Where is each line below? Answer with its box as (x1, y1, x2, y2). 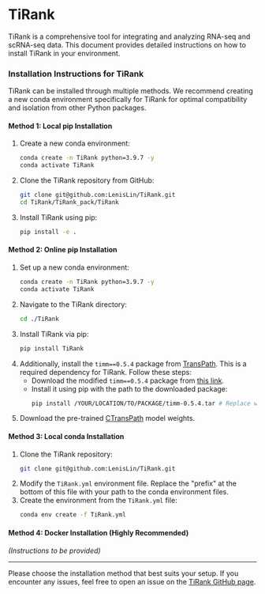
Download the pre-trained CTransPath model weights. (19, 414, 196, 423)
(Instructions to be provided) (8, 546, 101, 555)
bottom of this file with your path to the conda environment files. (19, 487, 229, 497)
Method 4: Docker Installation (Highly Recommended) (8, 528, 189, 537)
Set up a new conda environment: (19, 263, 130, 272)
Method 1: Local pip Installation (8, 121, 113, 131)
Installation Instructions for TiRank (8, 68, 144, 79)
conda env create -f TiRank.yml (19, 511, 126, 519)
